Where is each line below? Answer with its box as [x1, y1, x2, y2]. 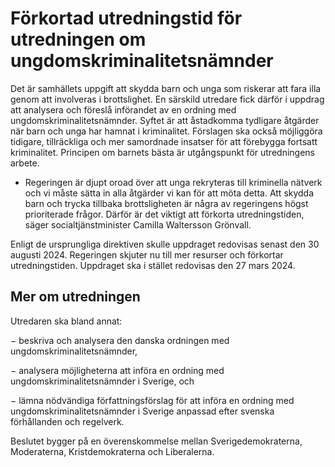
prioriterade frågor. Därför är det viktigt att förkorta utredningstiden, [24, 208, 305, 220]
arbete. [10, 157, 40, 169]
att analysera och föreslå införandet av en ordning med [10, 103, 237, 116]
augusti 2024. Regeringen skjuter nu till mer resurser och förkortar [10, 248, 284, 261]
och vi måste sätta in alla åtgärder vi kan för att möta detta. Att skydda [24, 187, 315, 199]
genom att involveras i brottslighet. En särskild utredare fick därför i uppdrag [10, 93, 325, 105]
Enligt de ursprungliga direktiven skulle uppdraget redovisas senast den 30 [10, 238, 320, 250]
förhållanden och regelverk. [10, 415, 125, 427]
